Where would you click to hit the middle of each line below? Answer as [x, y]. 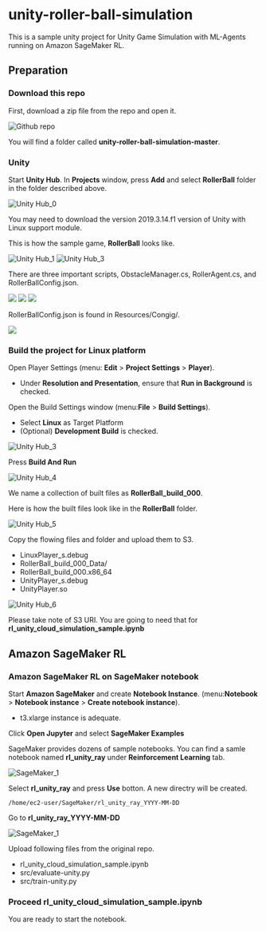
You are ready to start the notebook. [68, 919]
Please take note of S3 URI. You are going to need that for [103, 620]
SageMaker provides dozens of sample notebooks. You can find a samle [127, 748]
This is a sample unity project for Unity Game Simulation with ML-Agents [127, 37]
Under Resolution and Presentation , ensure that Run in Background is [136, 383]
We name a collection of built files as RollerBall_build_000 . [106, 493]
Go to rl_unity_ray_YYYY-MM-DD [65, 818]
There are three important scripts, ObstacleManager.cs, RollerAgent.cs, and [132, 274]
